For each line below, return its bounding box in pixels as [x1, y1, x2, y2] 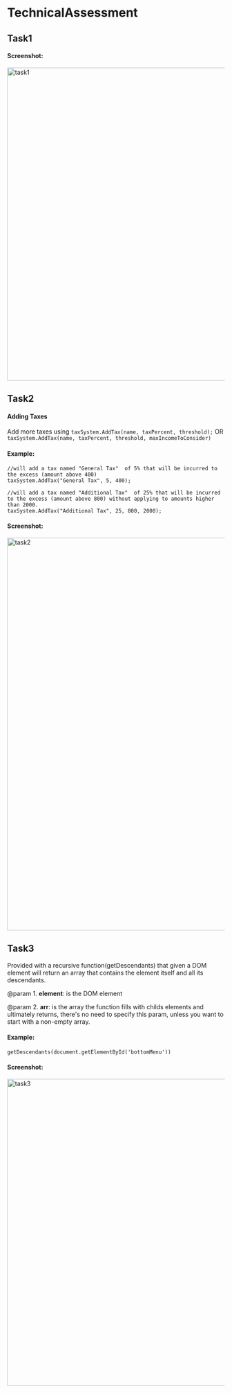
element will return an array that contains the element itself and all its [7, 968, 204, 977]
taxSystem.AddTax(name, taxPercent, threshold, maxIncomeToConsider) [7, 435, 212, 442]
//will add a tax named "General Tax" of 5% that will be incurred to [7, 465, 217, 472]
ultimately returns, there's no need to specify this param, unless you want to [7, 1010, 224, 1018]
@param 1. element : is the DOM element [7, 989, 123, 997]
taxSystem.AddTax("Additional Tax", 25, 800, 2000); [7, 507, 162, 514]
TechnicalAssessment [7, 5, 138, 21]
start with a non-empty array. [7, 1017, 90, 1026]
